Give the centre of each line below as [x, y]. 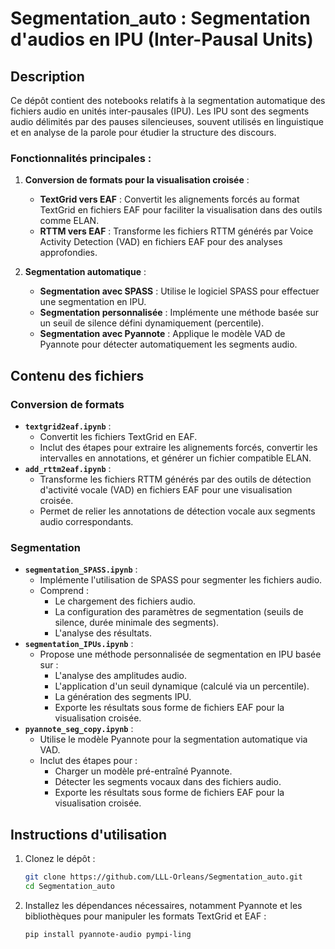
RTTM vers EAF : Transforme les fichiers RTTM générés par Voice [176, 231]
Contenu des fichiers [77, 375]
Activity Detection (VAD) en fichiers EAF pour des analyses [161, 242]
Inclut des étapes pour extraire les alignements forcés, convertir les [178, 447]
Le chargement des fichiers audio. [125, 601]
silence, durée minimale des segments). [137, 623]
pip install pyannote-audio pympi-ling [108, 934]
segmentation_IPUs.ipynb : [79, 644]
